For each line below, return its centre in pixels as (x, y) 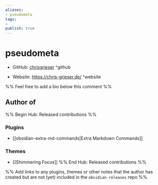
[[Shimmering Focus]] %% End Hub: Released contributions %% (79, 162)
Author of (21, 103)
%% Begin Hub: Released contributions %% (51, 114)
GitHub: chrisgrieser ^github (42, 67)
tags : (11, 19)
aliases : (14, 10)
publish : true (20, 29)
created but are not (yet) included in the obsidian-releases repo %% (76, 177)
